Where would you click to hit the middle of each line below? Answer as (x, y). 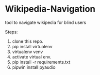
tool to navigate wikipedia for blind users (46, 22)
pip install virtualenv (32, 46)
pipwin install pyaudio (34, 67)
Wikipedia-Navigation (50, 9)
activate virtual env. (32, 56)
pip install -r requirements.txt (41, 62)
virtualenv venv (27, 52)
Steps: (11, 32)
